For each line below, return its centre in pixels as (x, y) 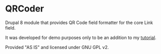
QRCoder (24, 9)
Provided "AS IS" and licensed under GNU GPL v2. (57, 47)
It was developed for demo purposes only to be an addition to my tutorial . (81, 37)
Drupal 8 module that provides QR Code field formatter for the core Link (79, 22)
